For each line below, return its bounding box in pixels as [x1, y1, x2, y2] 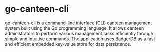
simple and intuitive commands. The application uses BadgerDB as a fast [5, 36, 156, 42]
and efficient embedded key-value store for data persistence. [5, 41, 131, 47]
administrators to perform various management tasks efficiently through [5, 30, 154, 36]
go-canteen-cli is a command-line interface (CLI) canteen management [5, 20, 152, 26]
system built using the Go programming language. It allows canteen [5, 25, 144, 31]
